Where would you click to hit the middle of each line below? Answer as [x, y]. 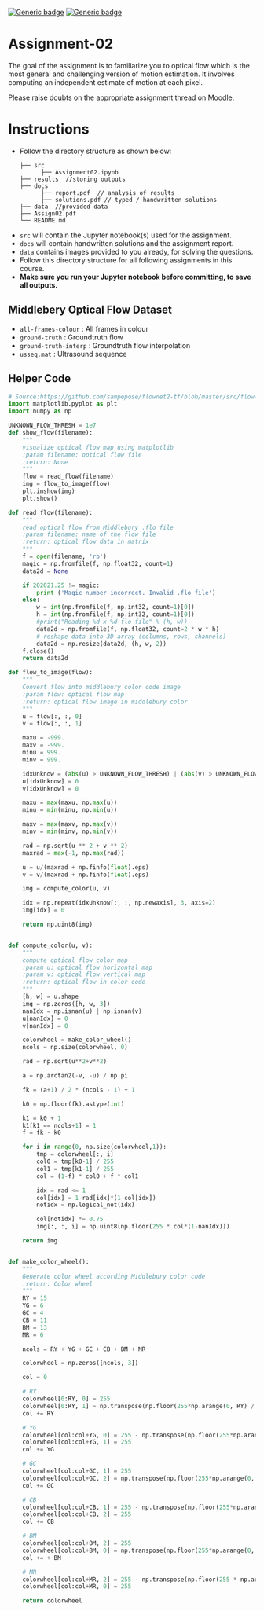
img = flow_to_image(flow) [66, 484]
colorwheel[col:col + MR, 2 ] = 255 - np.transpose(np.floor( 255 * [130, 1580]
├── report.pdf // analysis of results [108, 193]
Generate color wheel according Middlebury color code [114, 1276]
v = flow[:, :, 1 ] [52, 724]
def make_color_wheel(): [49, 1261]
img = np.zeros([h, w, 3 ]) [66, 1004]
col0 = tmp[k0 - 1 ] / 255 [75, 1161]
